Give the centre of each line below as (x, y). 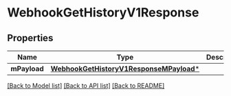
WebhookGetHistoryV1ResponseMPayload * (125, 69)
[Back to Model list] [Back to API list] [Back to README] (86, 86)
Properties (30, 38)
